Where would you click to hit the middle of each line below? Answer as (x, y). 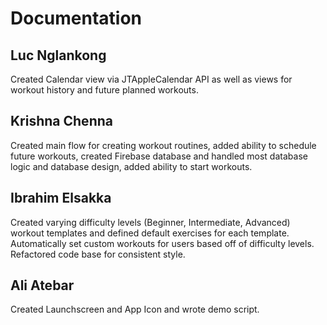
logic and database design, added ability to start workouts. (131, 166)
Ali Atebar (42, 285)
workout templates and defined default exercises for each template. (150, 233)
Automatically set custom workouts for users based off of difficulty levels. (162, 243)
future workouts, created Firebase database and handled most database (159, 156)
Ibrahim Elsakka (61, 198)
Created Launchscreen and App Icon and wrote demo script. (135, 309)
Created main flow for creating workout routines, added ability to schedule (163, 145)
